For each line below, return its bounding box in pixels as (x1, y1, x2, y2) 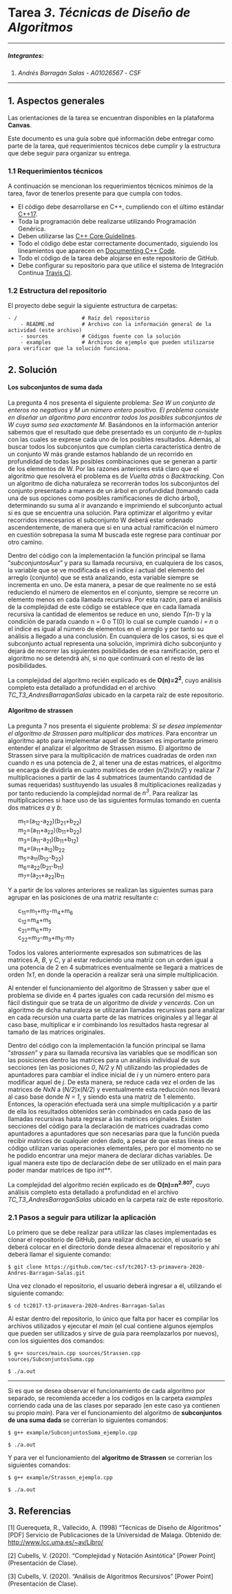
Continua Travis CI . (17, 269, 72, 277)
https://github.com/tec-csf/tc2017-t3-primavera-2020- (44, 1264, 206, 1271)
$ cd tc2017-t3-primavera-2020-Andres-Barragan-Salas (8, 1303, 166, 1309)
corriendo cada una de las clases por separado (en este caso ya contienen (8, 1401, 220, 1410)
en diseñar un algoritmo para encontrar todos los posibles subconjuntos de (8, 413, 222, 421)
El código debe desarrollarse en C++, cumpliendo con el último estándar (17, 202, 224, 211)
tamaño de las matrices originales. (8, 1028, 105, 1037)
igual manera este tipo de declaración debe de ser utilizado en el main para (8, 1159, 222, 1167)
